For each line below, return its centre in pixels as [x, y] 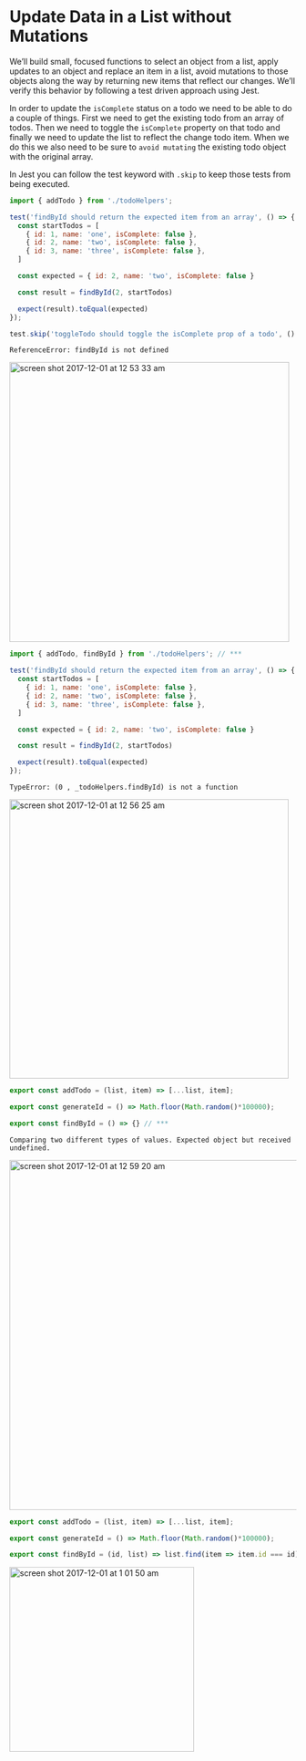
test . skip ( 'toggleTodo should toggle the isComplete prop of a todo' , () [153, 334]
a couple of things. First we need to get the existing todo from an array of [147, 118]
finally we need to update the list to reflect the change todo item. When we [149, 137]
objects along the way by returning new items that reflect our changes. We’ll [153, 80]
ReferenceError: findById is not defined [89, 350]
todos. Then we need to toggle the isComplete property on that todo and [145, 127]
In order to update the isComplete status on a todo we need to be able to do [151, 108]
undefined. [30, 1148]
